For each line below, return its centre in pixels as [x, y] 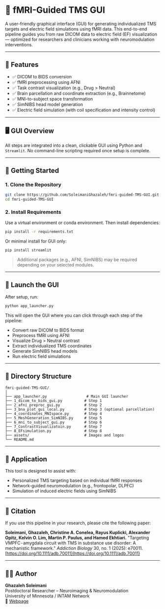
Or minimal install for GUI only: [36, 241]
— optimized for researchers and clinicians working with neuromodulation [80, 39]
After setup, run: [22, 297]
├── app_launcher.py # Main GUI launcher [67, 396]
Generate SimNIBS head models [45, 351]
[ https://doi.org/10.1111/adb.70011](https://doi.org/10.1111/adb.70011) [73, 553]
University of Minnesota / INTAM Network [47, 596]
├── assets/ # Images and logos [65, 435]
